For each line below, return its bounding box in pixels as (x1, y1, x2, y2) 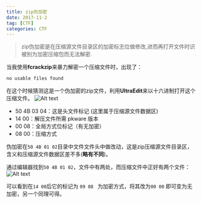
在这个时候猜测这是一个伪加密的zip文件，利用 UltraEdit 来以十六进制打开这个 (6, 87, 196, 94)
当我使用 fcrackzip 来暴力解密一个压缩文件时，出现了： (6, 63, 143, 71)
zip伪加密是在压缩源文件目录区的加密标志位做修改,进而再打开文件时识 (21, 43, 195, 50)
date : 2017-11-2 (6, 14, 47, 21)
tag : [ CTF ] (6, 20, 34, 26)
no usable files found (6, 76, 64, 82)
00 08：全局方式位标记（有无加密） (15, 123, 105, 130)
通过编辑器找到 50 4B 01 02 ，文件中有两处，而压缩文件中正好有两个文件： (6, 164, 190, 171)
